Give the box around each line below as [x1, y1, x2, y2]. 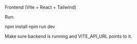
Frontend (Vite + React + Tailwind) [5, 4, 77, 10]
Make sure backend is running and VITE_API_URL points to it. [5, 33, 132, 39]
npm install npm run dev [5, 23, 55, 29]
